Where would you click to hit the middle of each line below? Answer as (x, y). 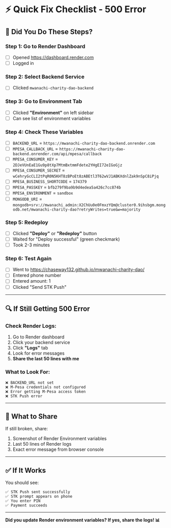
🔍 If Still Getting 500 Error (48, 309)
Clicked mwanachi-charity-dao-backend (53, 88)
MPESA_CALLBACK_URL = (35, 149)
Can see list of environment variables (52, 118)
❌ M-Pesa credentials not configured (46, 387)
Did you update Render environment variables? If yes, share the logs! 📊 (83, 520)
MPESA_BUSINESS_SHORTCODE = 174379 (50, 181)
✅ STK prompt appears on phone (39, 497)
